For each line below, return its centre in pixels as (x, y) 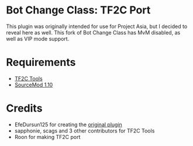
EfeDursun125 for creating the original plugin (68, 124)
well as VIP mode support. (38, 39)
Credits (24, 108)
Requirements (41, 62)
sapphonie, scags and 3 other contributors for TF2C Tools (85, 131)
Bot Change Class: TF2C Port (78, 10)
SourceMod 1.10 (34, 85)
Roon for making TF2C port (47, 137)
